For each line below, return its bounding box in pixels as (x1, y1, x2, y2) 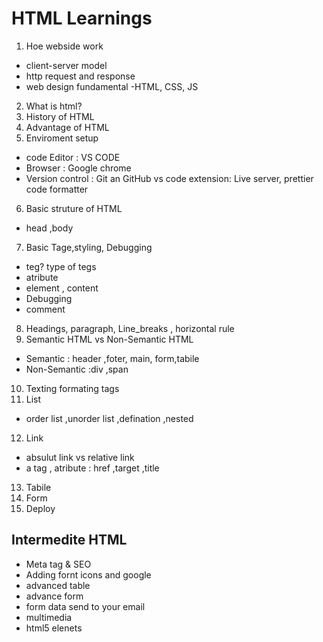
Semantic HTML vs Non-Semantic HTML (25, 333, 194, 345)
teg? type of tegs (25, 260, 97, 272)
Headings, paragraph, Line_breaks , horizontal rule (25, 322, 235, 334)
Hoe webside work (25, 40, 104, 52)
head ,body (25, 222, 74, 234)
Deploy (25, 502, 56, 514)
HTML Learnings (11, 7, 153, 30)
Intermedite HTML (11, 532, 128, 549)
